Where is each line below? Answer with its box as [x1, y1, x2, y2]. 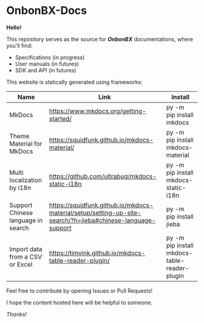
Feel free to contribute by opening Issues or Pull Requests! [6, 287, 153, 294]
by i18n [9, 183, 32, 192]
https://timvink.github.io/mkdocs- [49, 248, 146, 257]
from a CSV [9, 253, 42, 261]
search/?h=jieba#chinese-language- [49, 216, 156, 225]
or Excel [9, 260, 33, 268]
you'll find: [6, 42, 33, 49]
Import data [9, 245, 42, 253]
